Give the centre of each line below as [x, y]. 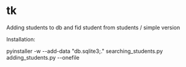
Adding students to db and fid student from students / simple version [93, 27]
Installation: [21, 39]
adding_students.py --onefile [43, 57]
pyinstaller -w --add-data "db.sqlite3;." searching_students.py [85, 51]
